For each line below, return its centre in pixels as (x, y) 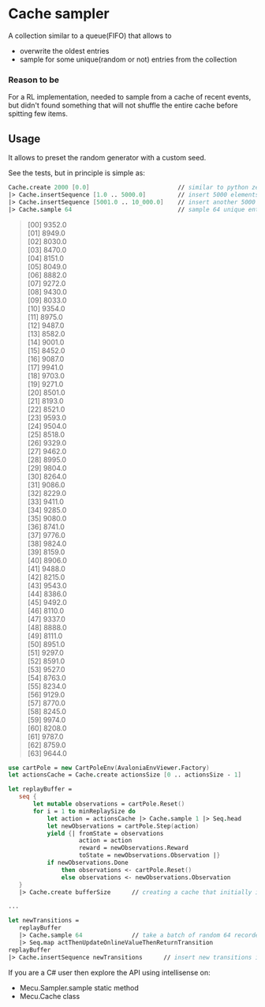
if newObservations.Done (88, 863)
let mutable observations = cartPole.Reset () (109, 804)
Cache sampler (59, 14)
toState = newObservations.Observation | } (149, 855)
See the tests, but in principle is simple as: (77, 173)
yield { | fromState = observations (105, 833)
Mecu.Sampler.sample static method (79, 987)
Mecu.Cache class (50, 996)
